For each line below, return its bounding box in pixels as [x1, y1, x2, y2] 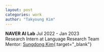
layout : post [5, 7, 33, 13]
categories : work [5, 12, 42, 17]
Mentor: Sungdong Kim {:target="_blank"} [5, 41, 92, 47]
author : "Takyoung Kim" [5, 17, 56, 22]
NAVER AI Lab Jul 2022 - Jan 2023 [5, 31, 80, 37]
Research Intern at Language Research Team [5, 36, 100, 42]
